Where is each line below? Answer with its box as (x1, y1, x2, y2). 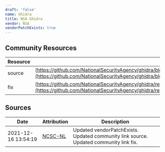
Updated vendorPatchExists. (73, 126, 139, 133)
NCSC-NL (42, 132, 66, 139)
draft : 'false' (5, 7, 36, 12)
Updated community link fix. (73, 139, 138, 146)
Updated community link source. (73, 132, 148, 139)
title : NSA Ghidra (5, 16, 43, 21)
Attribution (42, 118, 69, 125)
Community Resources (5, 44, 77, 52)
